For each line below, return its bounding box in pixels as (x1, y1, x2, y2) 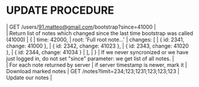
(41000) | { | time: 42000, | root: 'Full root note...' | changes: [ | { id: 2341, (6, 36, 185, 43)
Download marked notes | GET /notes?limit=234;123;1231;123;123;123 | (6, 67, 180, 74)
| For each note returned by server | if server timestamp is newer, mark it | (6, 61, 187, 69)
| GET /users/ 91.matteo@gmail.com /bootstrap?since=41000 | (6, 23, 156, 30)
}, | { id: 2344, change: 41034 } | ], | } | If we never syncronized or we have (6, 48, 189, 55)
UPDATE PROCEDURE (6, 4, 115, 17)
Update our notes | (6, 74, 52, 81)
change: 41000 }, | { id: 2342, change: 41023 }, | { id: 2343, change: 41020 (6, 42, 189, 49)
